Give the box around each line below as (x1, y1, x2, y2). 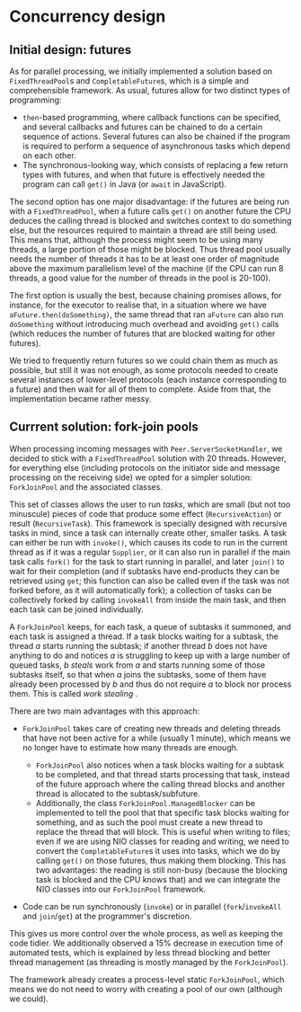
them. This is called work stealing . (9, 688, 138, 698)
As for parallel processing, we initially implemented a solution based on (9, 66, 273, 76)
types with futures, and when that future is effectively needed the (22, 169, 265, 180)
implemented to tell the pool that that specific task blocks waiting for (35, 807, 290, 818)
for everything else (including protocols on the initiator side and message (9, 462, 280, 473)
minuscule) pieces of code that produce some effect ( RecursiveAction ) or (9, 508, 282, 519)
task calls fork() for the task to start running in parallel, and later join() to (9, 555, 285, 567)
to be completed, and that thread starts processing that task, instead (35, 768, 290, 779)
